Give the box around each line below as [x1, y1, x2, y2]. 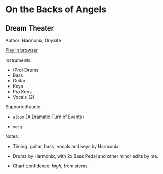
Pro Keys [12, 89, 32, 95]
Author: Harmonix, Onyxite [5, 37, 61, 43]
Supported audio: [5, 104, 42, 110]
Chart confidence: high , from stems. [12, 163, 89, 169]
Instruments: [5, 57, 32, 63]
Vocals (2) [12, 94, 35, 100]
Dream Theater [5, 24, 55, 33]
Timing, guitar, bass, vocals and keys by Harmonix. [12, 143, 120, 149]
